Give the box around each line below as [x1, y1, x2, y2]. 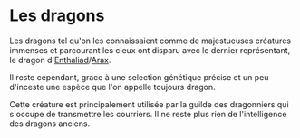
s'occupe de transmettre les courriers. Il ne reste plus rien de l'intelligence [9, 108, 287, 119]
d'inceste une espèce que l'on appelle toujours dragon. [9, 81, 216, 92]
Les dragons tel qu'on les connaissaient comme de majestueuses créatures [9, 35, 292, 46]
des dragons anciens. [9, 118, 91, 129]
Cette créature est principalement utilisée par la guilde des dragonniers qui [9, 98, 289, 109]
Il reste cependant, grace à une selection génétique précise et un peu [9, 71, 269, 82]
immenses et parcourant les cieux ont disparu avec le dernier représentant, [9, 44, 291, 55]
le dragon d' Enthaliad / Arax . [9, 54, 111, 65]
